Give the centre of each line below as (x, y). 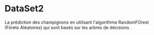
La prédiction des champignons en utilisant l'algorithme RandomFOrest (77, 22)
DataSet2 (24, 9)
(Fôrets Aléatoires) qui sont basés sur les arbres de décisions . (68, 27)
